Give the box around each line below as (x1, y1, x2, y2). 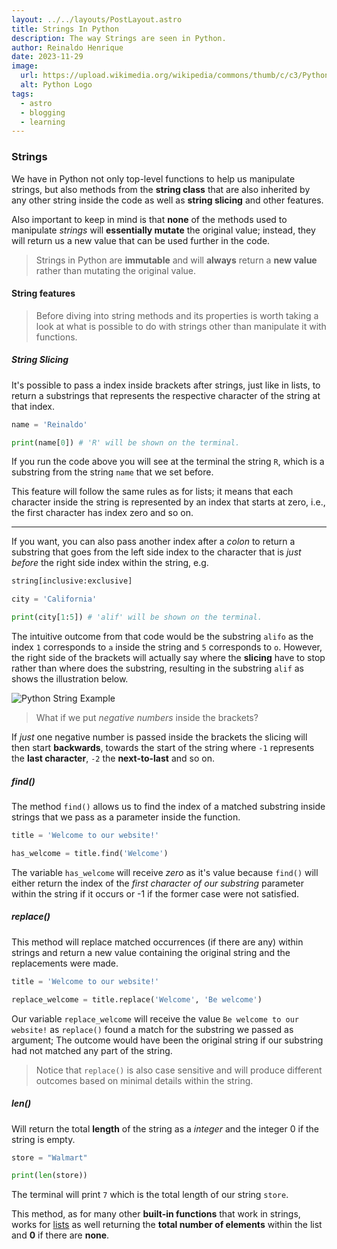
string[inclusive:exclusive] (11, 576, 133, 586)
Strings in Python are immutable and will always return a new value (35, 254, 318, 266)
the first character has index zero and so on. (11, 507, 194, 519)
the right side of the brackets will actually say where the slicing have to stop (11, 652, 326, 664)
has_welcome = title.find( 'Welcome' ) (11, 848, 169, 858)
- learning (20, 117, 66, 127)
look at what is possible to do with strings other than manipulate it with (35, 320, 327, 332)
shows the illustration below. (11, 673, 129, 685)
